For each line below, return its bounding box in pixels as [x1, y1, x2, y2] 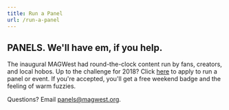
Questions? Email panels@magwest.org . [7, 96, 122, 104]
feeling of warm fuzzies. [7, 82, 76, 90]
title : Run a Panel [7, 10, 63, 17]
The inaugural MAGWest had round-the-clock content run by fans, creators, [7, 60, 222, 69]
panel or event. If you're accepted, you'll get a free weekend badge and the [7, 75, 221, 83]
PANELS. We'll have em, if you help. [7, 42, 163, 54]
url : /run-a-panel [7, 16, 60, 23]
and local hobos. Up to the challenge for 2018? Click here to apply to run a [7, 67, 218, 76]
